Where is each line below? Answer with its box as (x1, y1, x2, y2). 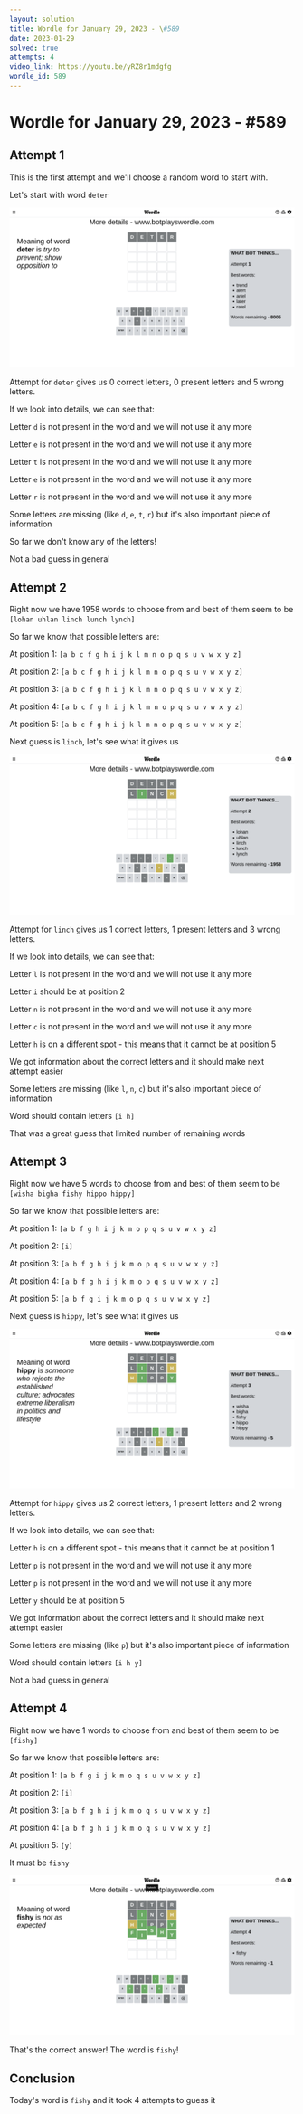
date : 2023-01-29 (9, 33, 75, 43)
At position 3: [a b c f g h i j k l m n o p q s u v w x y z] (9, 684, 243, 695)
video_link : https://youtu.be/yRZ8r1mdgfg (9, 62, 172, 71)
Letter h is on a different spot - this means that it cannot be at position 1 (9, 1542, 275, 1553)
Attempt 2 (9, 580, 67, 595)
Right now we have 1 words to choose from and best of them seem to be (9, 1724, 279, 1736)
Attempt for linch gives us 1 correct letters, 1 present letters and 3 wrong (9, 924, 281, 934)
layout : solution (9, 14, 75, 24)
